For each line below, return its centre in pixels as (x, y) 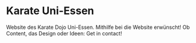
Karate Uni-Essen (50, 11)
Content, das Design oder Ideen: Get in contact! (64, 33)
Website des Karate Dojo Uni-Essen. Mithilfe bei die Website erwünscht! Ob (98, 27)
